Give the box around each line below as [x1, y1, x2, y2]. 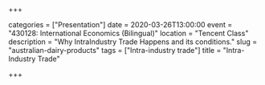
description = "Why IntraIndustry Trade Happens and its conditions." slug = [8, 37, 258, 47]
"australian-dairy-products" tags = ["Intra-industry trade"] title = [8, 46, 222, 55]
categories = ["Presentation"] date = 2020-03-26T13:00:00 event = [8, 20, 233, 29]
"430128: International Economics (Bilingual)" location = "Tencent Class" [8, 29, 249, 38]
